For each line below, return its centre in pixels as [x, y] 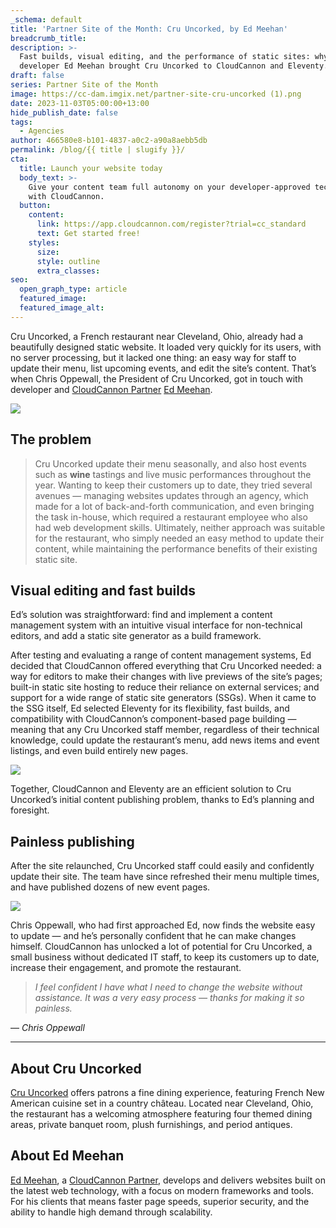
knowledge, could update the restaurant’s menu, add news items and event [165, 740]
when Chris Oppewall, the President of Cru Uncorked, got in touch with [156, 378]
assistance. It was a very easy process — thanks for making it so [169, 998]
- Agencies [42, 131]
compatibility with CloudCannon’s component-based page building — [153, 719]
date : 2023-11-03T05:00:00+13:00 [80, 103]
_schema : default [46, 19]
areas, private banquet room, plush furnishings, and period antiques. [151, 1124]
